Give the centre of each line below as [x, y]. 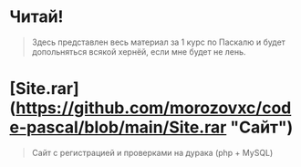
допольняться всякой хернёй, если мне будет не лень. [139, 51]
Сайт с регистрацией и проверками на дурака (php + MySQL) [152, 152]
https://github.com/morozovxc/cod [154, 108]
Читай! [36, 17]
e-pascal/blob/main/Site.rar [118, 127]
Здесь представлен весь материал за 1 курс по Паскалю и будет [158, 42]
